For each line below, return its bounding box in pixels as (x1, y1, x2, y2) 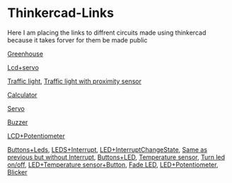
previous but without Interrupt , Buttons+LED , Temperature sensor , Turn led (7, 153, 225, 161)
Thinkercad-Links (7, 5, 115, 21)
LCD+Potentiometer (7, 131, 65, 140)
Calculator (7, 90, 37, 99)
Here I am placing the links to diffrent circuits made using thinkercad (7, 28, 207, 37)
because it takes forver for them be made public (7, 35, 148, 44)
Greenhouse (7, 49, 44, 58)
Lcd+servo (7, 63, 39, 71)
